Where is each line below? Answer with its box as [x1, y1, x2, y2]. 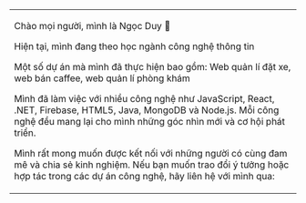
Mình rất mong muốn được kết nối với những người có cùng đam [14, 147, 288, 159]
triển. [14, 127, 36, 139]
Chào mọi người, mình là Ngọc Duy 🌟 [14, 20, 171, 32]
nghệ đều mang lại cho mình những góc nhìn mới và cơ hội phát [14, 116, 285, 127]
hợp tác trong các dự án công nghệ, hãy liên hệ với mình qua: [14, 170, 275, 182]
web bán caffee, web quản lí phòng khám [14, 72, 191, 85]
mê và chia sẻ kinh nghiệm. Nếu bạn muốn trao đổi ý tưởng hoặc [14, 158, 290, 171]
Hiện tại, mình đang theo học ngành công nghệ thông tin [14, 40, 255, 53]
